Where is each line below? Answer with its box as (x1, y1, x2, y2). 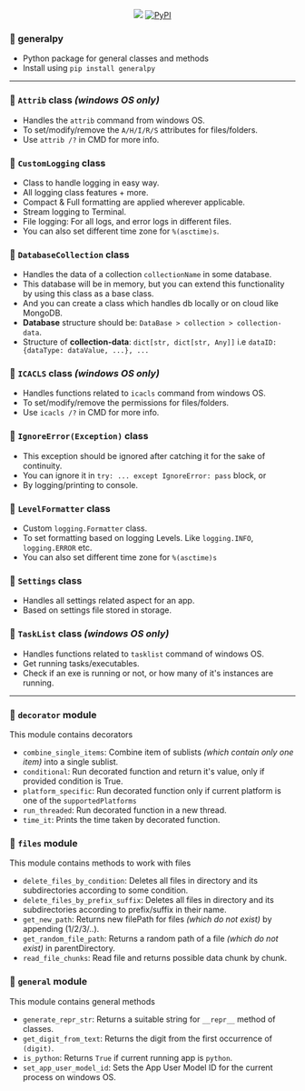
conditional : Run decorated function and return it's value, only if (22, 766, 265, 776)
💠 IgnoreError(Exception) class (9, 430, 149, 443)
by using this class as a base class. (22, 288, 154, 299)
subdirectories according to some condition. (22, 885, 189, 896)
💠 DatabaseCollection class (9, 248, 130, 261)
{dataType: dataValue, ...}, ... (22, 346, 150, 355)
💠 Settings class (9, 575, 83, 586)
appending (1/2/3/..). (22, 924, 100, 935)
